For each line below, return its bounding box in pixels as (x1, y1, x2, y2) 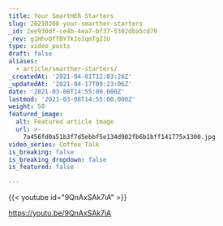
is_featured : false (8, 163, 75, 172)
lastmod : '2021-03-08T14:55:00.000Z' (8, 95, 136, 103)
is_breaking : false (8, 148, 75, 156)
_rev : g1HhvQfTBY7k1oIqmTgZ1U (8, 34, 111, 43)
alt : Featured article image (15, 118, 114, 126)
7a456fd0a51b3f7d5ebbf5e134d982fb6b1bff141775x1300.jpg (23, 133, 217, 141)
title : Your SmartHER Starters (8, 11, 114, 20)
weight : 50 (8, 102, 45, 111)
